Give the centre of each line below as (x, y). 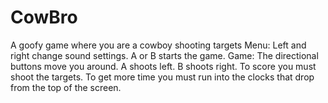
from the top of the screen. (66, 87)
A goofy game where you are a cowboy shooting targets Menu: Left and (158, 45)
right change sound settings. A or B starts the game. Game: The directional (164, 55)
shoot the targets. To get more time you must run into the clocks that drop (162, 77)
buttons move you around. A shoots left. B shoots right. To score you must (163, 66)
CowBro (44, 17)
